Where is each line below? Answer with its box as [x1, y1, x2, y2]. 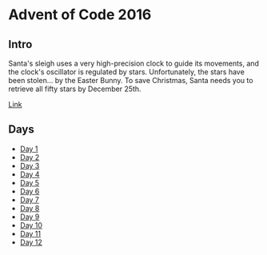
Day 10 [19, 220, 42, 229]
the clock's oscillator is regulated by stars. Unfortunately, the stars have [8, 67, 245, 77]
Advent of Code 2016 [8, 6, 152, 24]
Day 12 [19, 237, 42, 247]
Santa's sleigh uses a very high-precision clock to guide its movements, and [8, 58, 260, 68]
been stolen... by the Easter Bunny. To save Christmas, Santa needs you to [8, 76, 253, 85]
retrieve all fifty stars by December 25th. [8, 84, 141, 94]
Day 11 [19, 229, 42, 238]
